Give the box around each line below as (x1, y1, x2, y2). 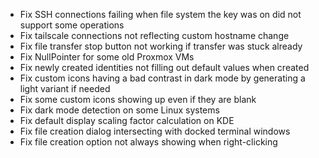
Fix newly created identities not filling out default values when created (19, 62, 310, 73)
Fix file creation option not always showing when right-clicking (19, 136, 278, 148)
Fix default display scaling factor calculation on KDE (19, 115, 235, 126)
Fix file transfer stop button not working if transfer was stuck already (19, 40, 303, 52)
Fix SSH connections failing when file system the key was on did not (19, 9, 302, 20)
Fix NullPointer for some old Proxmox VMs (19, 51, 195, 63)
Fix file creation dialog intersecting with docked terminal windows (19, 125, 291, 137)
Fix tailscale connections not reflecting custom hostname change (19, 30, 290, 41)
